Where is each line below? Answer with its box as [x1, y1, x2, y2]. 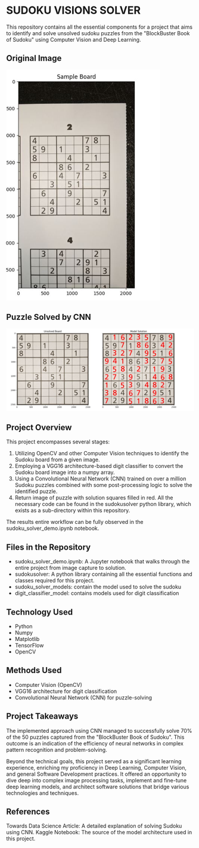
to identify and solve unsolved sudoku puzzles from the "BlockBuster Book [6, 29, 190, 36]
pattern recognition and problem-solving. [6, 746, 107, 753]
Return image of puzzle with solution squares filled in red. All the [14, 494, 173, 501]
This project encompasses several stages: [6, 438, 110, 445]
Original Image [6, 53, 62, 63]
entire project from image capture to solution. [14, 565, 126, 572]
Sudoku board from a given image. [14, 456, 100, 463]
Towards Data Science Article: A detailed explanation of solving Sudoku [6, 822, 182, 830]
